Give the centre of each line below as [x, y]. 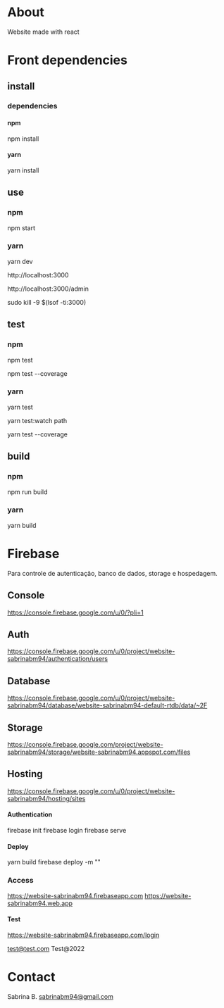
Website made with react [43, 32]
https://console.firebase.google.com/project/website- [85, 744]
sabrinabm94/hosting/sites [46, 798]
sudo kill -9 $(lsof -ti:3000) [47, 302]
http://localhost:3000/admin [48, 289]
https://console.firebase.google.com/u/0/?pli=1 [75, 612]
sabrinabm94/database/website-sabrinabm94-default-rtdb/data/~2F [107, 705]
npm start [21, 228]
